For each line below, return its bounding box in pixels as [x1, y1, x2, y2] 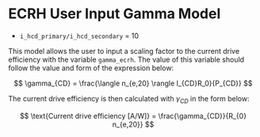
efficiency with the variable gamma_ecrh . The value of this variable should [8, 55, 244, 64]
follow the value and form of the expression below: [8, 63, 174, 72]
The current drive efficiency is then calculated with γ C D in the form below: [8, 93, 250, 105]
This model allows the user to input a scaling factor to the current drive [8, 46, 240, 55]
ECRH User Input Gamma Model [8, 5, 221, 23]
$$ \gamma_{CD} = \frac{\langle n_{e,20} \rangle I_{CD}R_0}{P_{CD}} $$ [13, 78, 253, 88]
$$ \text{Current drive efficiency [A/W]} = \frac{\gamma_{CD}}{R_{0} [19, 111, 247, 120]
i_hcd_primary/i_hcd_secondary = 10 [19, 31, 140, 40]
